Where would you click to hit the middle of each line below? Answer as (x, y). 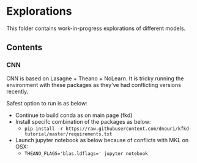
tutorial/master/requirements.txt (68, 134)
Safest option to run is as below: (47, 103)
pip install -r (43, 129)
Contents (24, 47)
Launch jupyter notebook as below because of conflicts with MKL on (102, 140)
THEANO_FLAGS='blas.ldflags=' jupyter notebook (86, 154)
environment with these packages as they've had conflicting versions (94, 85)
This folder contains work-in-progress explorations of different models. (96, 28)
